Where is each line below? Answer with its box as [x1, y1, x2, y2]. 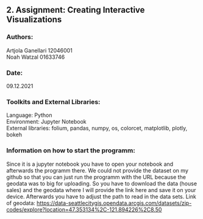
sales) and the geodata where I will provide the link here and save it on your [6, 186, 196, 193]
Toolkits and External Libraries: [6, 97, 101, 106]
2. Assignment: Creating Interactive [6, 5, 145, 15]
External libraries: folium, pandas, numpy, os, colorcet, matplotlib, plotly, [6, 125, 188, 132]
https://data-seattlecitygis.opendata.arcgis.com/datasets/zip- [36, 199, 192, 207]
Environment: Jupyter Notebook [6, 118, 87, 125]
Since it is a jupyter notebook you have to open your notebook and [6, 160, 174, 168]
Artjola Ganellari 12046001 [6, 46, 73, 54]
